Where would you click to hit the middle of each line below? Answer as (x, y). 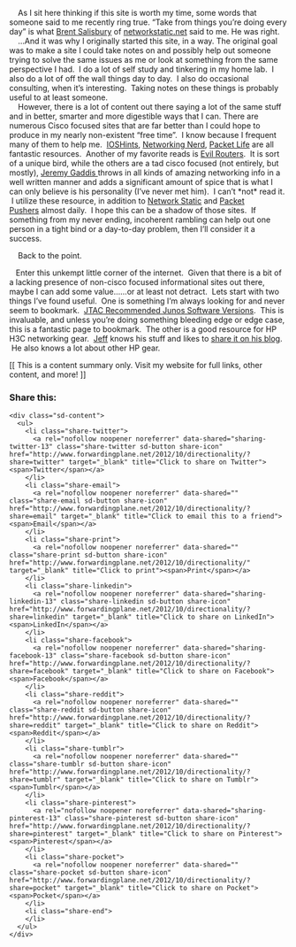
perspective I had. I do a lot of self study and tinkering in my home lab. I (142, 69)
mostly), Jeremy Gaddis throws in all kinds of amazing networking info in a (145, 173)
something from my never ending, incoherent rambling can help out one (140, 219)
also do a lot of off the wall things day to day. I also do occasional (129, 78)
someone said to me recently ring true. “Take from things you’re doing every (148, 22)
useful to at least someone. (59, 97)
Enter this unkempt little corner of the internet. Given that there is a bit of (149, 273)
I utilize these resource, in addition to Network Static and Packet (128, 201)
